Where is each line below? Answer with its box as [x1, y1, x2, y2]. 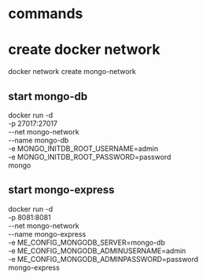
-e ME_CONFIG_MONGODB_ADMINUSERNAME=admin [8, 245, 186, 256]
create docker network [8, 41, 160, 59]
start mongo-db [8, 90, 88, 103]
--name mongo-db [8, 135, 69, 145]
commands [8, 5, 83, 23]
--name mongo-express [8, 229, 86, 238]
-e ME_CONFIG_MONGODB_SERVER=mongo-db [8, 238, 165, 247]
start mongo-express [8, 183, 116, 197]
